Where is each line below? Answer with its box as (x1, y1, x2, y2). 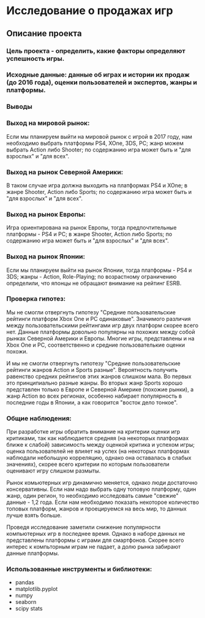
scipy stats (15, 605, 43, 612)
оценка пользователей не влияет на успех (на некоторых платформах (6, 447, 190, 455)
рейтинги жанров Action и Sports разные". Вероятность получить (6, 366, 178, 373)
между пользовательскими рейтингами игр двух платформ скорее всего (6, 322, 199, 329)
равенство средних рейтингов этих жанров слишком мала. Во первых (6, 373, 192, 380)
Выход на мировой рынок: (6, 119, 90, 128)
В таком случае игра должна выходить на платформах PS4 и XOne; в (6, 182, 188, 189)
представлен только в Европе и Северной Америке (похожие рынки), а (6, 385, 194, 393)
